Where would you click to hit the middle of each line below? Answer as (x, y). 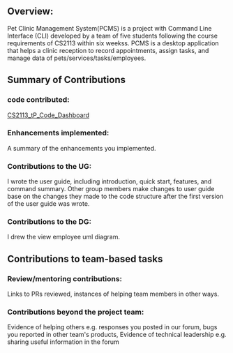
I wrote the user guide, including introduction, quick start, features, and (110, 181)
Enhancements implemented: (58, 133)
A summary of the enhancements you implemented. (82, 148)
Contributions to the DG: (50, 222)
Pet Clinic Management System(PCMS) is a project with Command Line (110, 28)
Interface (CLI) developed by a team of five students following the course (113, 36)
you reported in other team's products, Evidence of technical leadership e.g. (117, 335)
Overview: (30, 12)
